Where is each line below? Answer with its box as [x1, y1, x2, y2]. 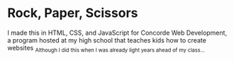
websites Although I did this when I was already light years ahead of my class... [7, 43, 206, 54]
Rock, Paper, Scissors [7, 5, 138, 21]
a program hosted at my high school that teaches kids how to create [7, 35, 207, 44]
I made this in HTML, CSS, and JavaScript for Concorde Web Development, [7, 28, 228, 37]
